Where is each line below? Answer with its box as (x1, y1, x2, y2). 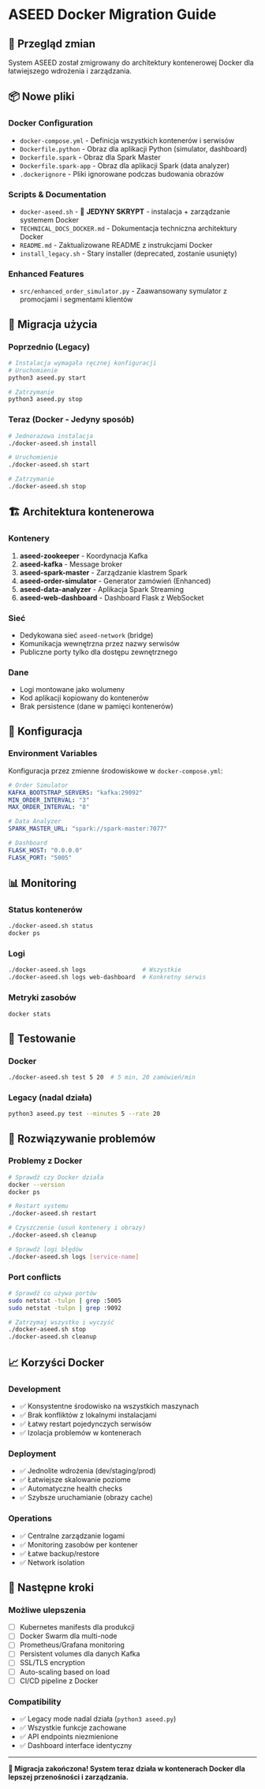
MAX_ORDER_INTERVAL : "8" (8, 803, 90, 811)
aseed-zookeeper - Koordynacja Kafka (19, 551, 148, 560)
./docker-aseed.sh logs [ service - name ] (8, 1252, 140, 1260)
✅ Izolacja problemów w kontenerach (19, 1428, 142, 1437)
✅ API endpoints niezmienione (19, 1731, 118, 1741)
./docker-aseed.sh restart (8, 1210, 97, 1218)
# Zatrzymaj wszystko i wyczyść (8, 1318, 114, 1327)
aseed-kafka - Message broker (19, 559, 123, 569)
